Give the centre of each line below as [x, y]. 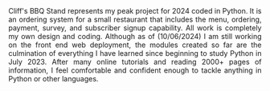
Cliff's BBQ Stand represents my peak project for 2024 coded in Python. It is [135, 11]
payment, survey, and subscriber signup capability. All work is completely [135, 28]
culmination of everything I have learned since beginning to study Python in [135, 53]
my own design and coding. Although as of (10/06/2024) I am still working [135, 36]
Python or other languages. [53, 79]
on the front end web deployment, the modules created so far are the [135, 45]
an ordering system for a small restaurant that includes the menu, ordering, [135, 19]
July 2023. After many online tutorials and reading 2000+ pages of [135, 62]
